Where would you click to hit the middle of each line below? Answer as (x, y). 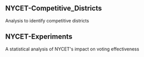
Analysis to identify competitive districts (47, 20)
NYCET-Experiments (39, 37)
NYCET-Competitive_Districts (54, 8)
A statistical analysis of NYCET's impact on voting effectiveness (72, 49)
